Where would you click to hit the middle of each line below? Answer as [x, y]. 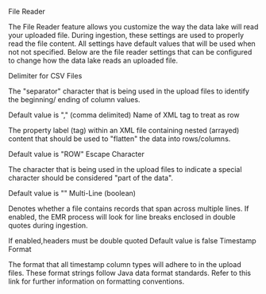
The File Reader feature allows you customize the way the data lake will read [133, 27]
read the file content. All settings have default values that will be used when [132, 44]
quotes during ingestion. [48, 225]
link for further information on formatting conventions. [96, 281]
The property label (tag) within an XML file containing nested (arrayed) [124, 130]
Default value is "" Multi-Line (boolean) [72, 193]
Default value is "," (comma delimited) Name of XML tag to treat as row [124, 115]
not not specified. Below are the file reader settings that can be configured [130, 52]
